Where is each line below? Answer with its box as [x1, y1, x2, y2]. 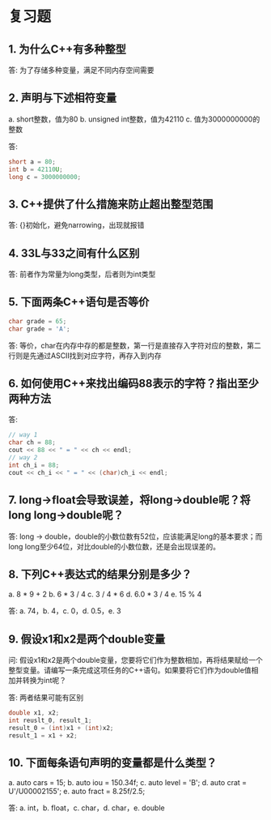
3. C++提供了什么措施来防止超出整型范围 [8, 197, 214, 211]
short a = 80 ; [8, 157, 57, 166]
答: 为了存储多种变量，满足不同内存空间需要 [8, 66, 155, 75]
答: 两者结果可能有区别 [8, 693, 83, 703]
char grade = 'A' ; [8, 325, 70, 333]
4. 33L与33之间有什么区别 [8, 246, 140, 260]
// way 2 [8, 454, 38, 462]
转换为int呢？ [22, 676, 67, 685]
